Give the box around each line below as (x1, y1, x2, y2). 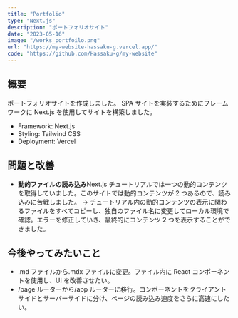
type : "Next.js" (7, 17, 56, 24)
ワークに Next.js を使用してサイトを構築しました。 (7, 108, 157, 116)
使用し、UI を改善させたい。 (30, 276, 114, 285)
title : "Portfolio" (7, 10, 66, 18)
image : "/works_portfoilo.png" (7, 37, 100, 44)
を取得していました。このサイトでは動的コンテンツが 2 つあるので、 (17, 188, 219, 197)
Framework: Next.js (17, 122, 76, 130)
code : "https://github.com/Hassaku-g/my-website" (7, 51, 158, 58)
